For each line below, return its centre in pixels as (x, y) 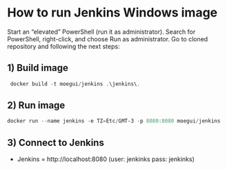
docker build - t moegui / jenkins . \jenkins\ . (75, 84)
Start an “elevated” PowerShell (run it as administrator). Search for (101, 32)
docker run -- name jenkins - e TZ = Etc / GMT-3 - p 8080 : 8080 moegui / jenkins (114, 121)
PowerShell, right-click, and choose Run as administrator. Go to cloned (108, 39)
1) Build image (38, 68)
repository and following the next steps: (63, 46)
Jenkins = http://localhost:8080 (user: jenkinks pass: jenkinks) (106, 159)
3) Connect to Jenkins (56, 142)
